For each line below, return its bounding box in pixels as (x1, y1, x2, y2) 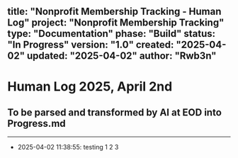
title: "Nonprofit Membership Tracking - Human (7, 6, 222, 18)
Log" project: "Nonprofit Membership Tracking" (7, 17, 225, 29)
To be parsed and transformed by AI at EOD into (7, 106, 222, 118)
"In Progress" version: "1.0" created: (7, 39, 174, 51)
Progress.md (7, 117, 66, 130)
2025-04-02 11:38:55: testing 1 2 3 (17, 143, 119, 152)
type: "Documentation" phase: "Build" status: (7, 28, 216, 40)
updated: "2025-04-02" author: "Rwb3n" (26, 50, 217, 62)
